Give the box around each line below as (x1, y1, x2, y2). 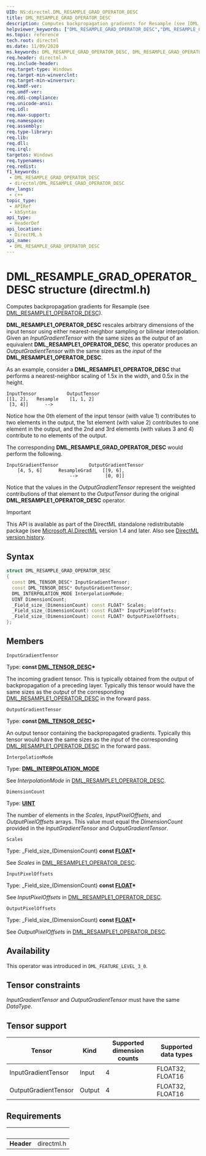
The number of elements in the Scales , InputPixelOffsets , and (6, 811, 161, 819)
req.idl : (6, 106, 29, 112)
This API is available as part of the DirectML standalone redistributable (6, 520, 185, 528)
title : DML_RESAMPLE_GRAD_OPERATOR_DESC (6, 15, 112, 21)
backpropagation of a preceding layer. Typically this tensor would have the (6, 681, 195, 689)
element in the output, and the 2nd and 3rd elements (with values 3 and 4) (6, 425, 194, 433)
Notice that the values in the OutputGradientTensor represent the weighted (6, 483, 196, 491)
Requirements (6, 1111, 61, 1121)
